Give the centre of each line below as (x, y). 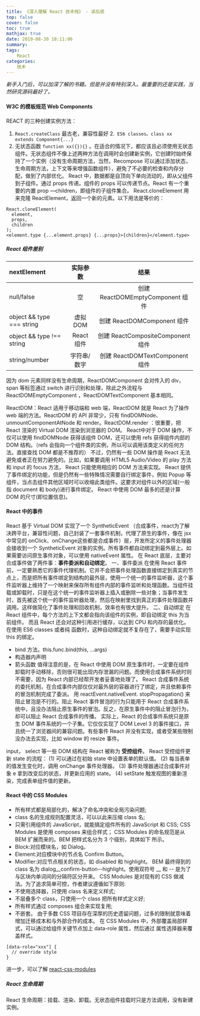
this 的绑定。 (22, 637)
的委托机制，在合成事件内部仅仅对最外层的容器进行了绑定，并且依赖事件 (103, 686)
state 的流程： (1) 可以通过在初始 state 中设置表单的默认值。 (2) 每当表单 (101, 758)
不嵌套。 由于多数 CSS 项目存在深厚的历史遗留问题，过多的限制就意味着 (103, 913)
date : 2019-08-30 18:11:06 (39, 39)
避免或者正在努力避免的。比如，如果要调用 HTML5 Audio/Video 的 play (93, 460)
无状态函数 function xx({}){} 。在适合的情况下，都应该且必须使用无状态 (104, 146)
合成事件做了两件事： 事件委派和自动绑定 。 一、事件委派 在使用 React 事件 (97, 563)
